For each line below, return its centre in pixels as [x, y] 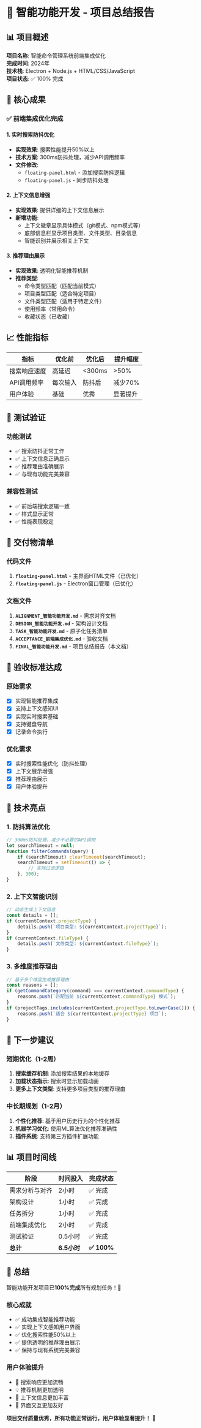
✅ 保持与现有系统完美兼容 [48, 1350]
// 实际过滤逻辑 [46, 868]
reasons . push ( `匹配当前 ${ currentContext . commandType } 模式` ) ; [97, 997]
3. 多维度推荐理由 [32, 967]
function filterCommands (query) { [50, 851]
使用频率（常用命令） [51, 309]
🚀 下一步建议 [30, 1040]
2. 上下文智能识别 [32, 897]
